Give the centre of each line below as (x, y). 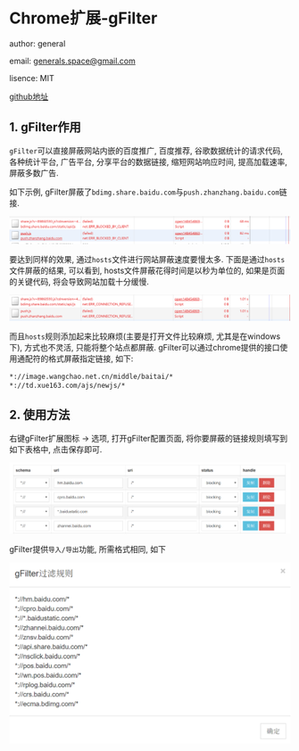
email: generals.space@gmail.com (72, 61)
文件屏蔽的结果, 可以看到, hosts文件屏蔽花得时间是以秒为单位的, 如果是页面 (147, 271)
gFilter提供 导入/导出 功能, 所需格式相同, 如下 (88, 549)
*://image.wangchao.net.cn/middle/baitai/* (91, 376)
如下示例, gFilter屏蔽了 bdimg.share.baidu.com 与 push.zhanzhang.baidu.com (144, 192)
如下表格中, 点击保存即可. (56, 449)
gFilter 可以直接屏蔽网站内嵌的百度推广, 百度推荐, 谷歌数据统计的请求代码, (146, 150)
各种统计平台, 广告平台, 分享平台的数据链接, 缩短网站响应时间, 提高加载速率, (148, 161)
